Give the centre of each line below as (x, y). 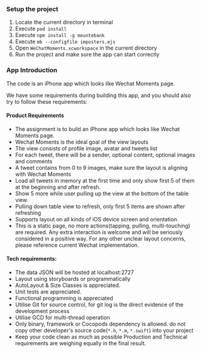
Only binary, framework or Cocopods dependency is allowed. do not (100, 324)
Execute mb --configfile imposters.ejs (65, 42)
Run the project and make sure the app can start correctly (87, 55)
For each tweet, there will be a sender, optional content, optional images (105, 155)
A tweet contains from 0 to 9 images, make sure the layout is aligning (101, 167)
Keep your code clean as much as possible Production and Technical (101, 337)
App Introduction (32, 70)
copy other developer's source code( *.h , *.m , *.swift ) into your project (104, 330)
